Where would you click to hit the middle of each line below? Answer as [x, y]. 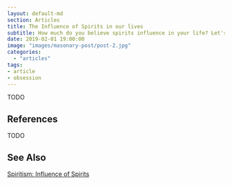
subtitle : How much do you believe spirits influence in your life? [108, 33]
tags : [15, 65]
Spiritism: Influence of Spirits [48, 174]
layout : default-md [35, 13]
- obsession [24, 78]
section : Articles [33, 20]
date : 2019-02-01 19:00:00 [46, 39]
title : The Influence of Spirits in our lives [75, 26]
